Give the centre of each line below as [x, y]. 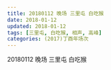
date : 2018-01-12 [32, 20]
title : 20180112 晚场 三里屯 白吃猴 [55, 13]
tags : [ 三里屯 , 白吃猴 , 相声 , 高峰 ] [54, 33]
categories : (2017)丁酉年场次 [48, 39]
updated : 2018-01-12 [37, 26]
